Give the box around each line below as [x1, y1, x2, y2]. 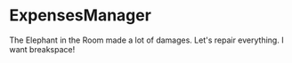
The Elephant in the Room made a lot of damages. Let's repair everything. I [9, 35, 284, 45]
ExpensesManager [9, 5, 151, 26]
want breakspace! [9, 43, 76, 54]
